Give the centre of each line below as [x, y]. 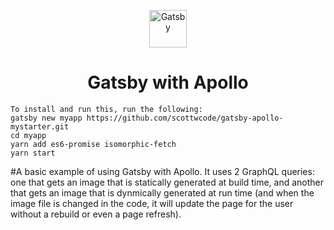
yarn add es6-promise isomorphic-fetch [93, 144]
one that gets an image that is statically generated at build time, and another [167, 182]
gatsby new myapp [46, 118]
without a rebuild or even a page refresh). [96, 214]
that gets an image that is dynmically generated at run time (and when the [162, 192]
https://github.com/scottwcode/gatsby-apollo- [185, 118]
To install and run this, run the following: [106, 109]
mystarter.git [40, 126]
